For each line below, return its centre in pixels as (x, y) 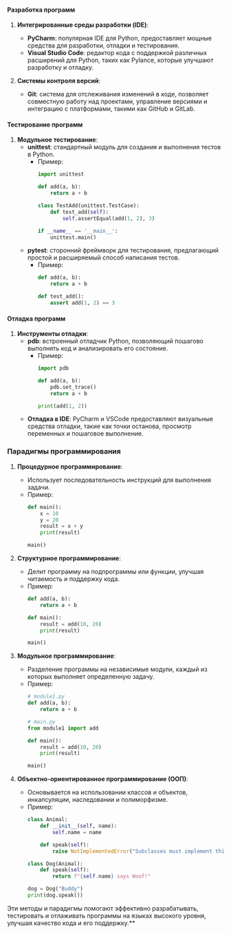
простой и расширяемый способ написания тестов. (103, 257)
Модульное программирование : (66, 656)
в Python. (41, 154)
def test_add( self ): (80, 212)
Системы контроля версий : (59, 81)
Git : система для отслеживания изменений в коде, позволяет (118, 94)
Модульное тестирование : (57, 140)
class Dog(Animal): (55, 864)
